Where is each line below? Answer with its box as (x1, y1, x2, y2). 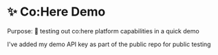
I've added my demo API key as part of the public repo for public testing (7, 40, 211, 48)
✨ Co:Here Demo (7, 4, 106, 20)
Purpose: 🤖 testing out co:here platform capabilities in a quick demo (7, 26, 199, 35)
